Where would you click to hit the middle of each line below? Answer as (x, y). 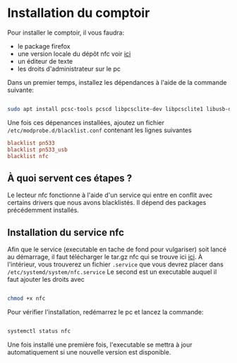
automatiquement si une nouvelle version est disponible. (89, 352)
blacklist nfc (28, 156)
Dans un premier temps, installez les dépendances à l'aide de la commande (117, 82)
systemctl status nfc (39, 331)
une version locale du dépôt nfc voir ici (74, 54)
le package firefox (44, 46)
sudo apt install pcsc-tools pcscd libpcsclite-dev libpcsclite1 (105, 109)
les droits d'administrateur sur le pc (69, 69)
